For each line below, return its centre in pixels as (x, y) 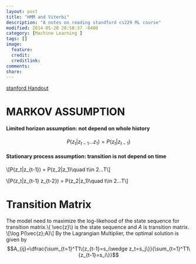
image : (14, 45)
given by (17, 239)
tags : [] (17, 39)
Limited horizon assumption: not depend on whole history (78, 128)
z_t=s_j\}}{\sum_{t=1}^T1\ (160, 248)
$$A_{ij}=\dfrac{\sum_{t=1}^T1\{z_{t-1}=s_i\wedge (67, 248)
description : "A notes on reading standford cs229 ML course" (84, 22)
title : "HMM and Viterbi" (38, 17)
